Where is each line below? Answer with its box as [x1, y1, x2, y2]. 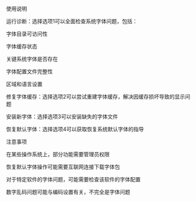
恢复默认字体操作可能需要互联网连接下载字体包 [6, 163, 120, 170]
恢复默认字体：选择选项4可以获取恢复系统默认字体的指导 [6, 126, 145, 132]
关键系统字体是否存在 [6, 56, 58, 62]
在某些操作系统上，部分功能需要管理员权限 [6, 151, 110, 158]
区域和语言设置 [6, 80, 43, 87]
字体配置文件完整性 [6, 68, 53, 75]
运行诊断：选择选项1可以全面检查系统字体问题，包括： [6, 18, 138, 25]
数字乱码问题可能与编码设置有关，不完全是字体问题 [6, 189, 130, 195]
